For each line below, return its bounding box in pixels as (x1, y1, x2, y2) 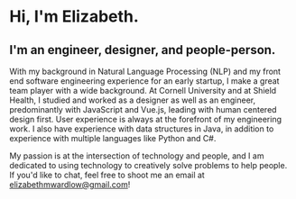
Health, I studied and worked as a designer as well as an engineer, (9, 95, 256, 105)
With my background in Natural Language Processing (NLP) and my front (9, 66, 282, 77)
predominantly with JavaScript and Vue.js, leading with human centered (9, 104, 277, 114)
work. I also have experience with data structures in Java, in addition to (9, 123, 274, 134)
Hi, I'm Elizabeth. (9, 6, 140, 27)
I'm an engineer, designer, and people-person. (9, 42, 276, 58)
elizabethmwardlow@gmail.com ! (9, 179, 131, 190)
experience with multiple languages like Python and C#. (9, 133, 217, 143)
